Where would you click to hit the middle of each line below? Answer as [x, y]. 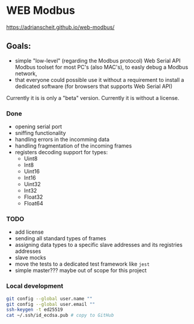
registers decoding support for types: [61, 152]
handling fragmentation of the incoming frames [73, 146]
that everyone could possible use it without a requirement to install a [99, 79]
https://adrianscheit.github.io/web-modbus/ [61, 27]
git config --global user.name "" [50, 299]
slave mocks [30, 258]
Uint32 [32, 184]
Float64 [33, 204]
